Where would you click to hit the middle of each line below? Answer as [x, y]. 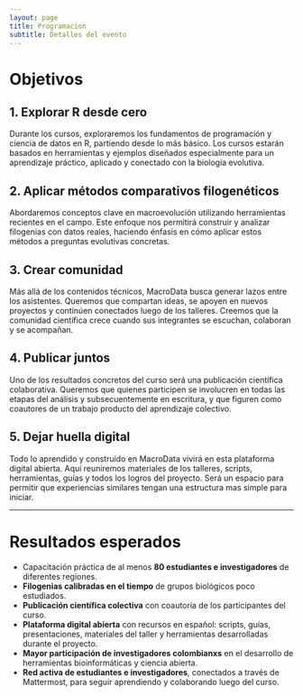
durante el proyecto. [60, 643]
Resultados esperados [96, 541]
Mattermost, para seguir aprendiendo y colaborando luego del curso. [151, 682]
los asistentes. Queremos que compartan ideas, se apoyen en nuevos [139, 301]
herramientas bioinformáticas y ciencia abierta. [110, 663]
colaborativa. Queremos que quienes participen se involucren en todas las [147, 389]
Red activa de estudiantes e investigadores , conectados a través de [151, 672]
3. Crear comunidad [66, 270]
